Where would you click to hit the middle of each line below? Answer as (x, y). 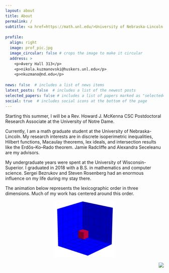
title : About (19, 16)
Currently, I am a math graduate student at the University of (67, 131)
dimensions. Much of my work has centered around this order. (70, 193)
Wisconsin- (134, 162)
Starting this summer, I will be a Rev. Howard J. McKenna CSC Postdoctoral (83, 116)
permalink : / (19, 21)
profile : (14, 37)
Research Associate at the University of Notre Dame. (60, 121)
